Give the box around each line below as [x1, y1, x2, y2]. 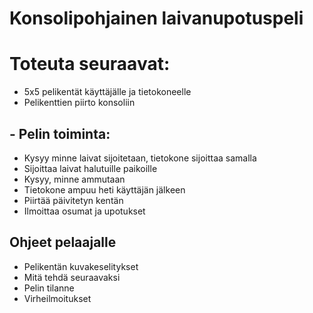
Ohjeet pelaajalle [9, 234, 117, 251]
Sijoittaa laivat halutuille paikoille [23, 162, 158, 174]
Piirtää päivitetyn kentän [23, 194, 124, 206]
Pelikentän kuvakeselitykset [23, 260, 139, 272]
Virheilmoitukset [23, 292, 92, 304]
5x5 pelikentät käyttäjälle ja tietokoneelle [23, 86, 192, 98]
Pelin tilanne [23, 282, 75, 294]
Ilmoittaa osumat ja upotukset [23, 205, 146, 217]
